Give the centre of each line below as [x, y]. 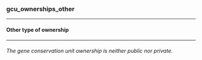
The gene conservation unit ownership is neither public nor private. [90, 51]
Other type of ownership [38, 29]
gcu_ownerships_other [41, 9]
